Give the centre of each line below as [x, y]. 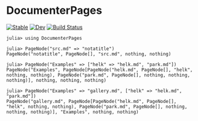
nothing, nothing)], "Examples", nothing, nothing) [72, 112]
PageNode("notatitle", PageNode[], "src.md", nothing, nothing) [89, 54]
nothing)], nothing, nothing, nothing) [56, 80]
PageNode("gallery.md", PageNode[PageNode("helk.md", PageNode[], [91, 101]
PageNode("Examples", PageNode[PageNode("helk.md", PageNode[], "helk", [100, 70]
